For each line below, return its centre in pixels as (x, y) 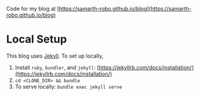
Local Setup (37, 39)
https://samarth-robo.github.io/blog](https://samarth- (125, 9)
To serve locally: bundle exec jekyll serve (68, 86)
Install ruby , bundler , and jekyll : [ (57, 67)
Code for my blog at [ (33, 9)
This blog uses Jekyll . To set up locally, (55, 56)
